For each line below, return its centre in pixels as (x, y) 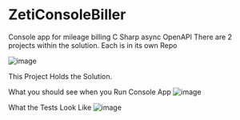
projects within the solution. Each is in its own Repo (93, 45)
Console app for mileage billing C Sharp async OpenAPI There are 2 (120, 37)
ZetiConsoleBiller (67, 15)
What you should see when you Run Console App (90, 92)
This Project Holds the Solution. (60, 76)
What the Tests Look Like (50, 107)
